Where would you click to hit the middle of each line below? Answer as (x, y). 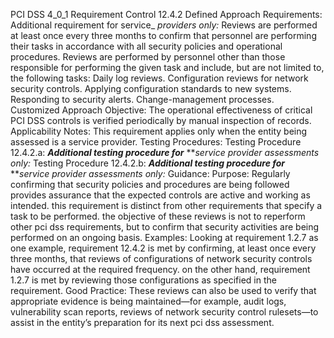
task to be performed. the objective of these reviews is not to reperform (158, 216)
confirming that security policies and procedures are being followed (150, 184)
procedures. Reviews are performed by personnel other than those (148, 57)
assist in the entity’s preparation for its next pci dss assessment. (142, 322)
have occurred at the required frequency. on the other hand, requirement (160, 269)
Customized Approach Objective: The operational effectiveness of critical (161, 110)
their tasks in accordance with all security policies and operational (146, 46)
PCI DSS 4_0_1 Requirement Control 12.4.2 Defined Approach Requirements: (166, 14)
